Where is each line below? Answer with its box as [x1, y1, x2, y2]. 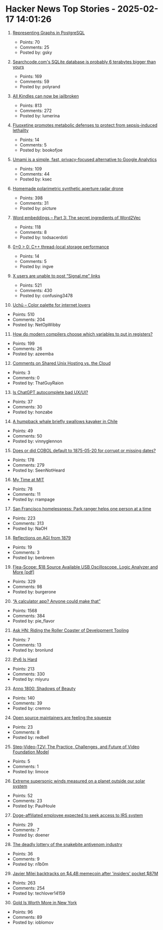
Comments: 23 [12, 798, 43, 803]
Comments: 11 [12, 491, 41, 497]
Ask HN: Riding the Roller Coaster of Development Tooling [12, 627, 129, 633]
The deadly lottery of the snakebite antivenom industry [12, 841, 123, 847]
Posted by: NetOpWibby [12, 322, 61, 327]
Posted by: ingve [19, 263, 54, 269]
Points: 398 [19, 195, 43, 201]
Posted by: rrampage [12, 496, 55, 502]
